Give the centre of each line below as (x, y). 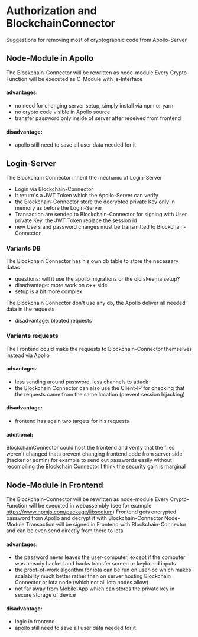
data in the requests (30, 309)
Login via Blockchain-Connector (54, 189)
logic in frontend (35, 622)
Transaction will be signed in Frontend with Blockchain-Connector (106, 524)
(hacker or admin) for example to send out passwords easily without (89, 460)
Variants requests (32, 336)
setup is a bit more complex (48, 291)
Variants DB (24, 248)
